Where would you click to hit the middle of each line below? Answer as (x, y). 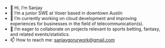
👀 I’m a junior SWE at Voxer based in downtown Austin (66, 13)
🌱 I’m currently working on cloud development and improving (73, 18)
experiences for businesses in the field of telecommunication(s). (77, 23)
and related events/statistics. (40, 34)
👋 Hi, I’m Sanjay (26, 8)
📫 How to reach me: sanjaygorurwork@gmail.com (62, 40)
